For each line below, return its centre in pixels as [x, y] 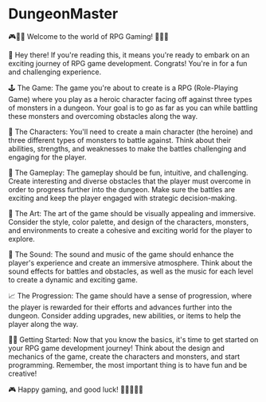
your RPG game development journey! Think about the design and [117, 348]
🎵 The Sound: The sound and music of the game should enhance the [121, 254]
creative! [23, 373]
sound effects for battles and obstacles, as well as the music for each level [131, 271]
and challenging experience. [55, 72]
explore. [22, 238]
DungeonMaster [63, 14]
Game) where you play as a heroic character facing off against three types [130, 99]
